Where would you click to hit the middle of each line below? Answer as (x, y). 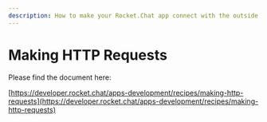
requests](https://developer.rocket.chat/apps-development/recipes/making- (133, 101)
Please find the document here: (60, 77)
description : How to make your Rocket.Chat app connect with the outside (133, 16)
